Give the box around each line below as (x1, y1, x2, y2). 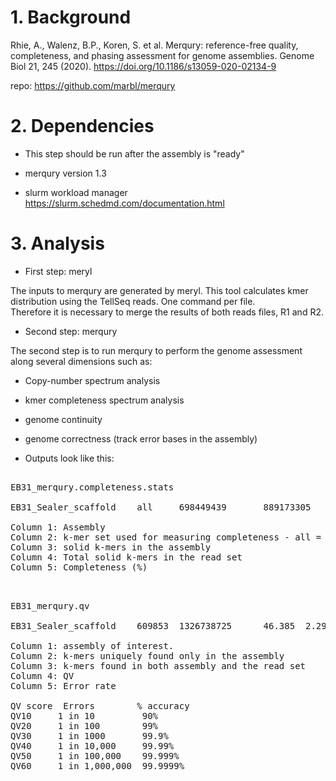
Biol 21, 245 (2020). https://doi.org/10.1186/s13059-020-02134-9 (10, 60, 277, 72)
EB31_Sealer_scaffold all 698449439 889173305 (10, 501, 312, 513)
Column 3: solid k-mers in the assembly (10, 541, 212, 553)
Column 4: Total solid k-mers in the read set (10, 551, 243, 563)
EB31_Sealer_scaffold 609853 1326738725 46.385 (10, 620, 296, 631)
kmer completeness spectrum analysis (24, 394, 185, 406)
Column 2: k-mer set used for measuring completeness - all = (10, 531, 322, 543)
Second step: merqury (24, 325, 118, 337)
